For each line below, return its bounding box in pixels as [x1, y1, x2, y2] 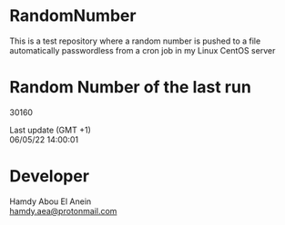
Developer [9, 166, 89, 187]
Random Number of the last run [9, 77, 252, 98]
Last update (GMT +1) [9, 124, 91, 135]
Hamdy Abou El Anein [9, 196, 92, 207]
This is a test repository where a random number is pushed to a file [9, 35, 261, 46]
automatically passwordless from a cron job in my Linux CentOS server [9, 44, 276, 55]
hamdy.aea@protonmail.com [9, 205, 117, 216]
